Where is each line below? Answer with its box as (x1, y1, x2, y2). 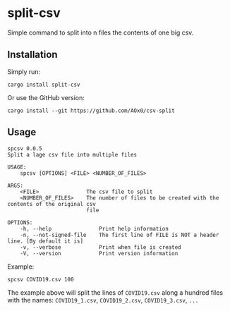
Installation (7, 49, 58, 61)
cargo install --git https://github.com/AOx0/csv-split (7, 107, 175, 114)
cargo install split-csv (7, 81, 80, 88)
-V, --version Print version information (20, 250, 178, 257)
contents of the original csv (7, 200, 97, 207)
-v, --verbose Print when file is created (20, 243, 181, 251)
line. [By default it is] (7, 238, 83, 245)
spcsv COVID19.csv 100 (7, 276, 74, 283)
